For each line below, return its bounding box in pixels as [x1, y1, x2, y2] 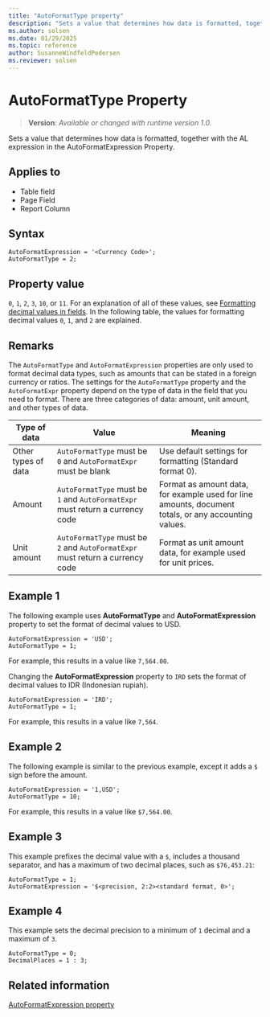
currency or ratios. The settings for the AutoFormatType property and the [8, 377, 247, 387]
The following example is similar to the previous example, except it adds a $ [8, 761, 259, 771]
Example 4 [8, 904, 63, 917]
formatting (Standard [159, 456, 239, 467]
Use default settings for [159, 445, 248, 457]
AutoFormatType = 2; [8, 255, 78, 264]
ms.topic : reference [8, 42, 78, 50]
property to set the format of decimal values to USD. [8, 619, 182, 629]
